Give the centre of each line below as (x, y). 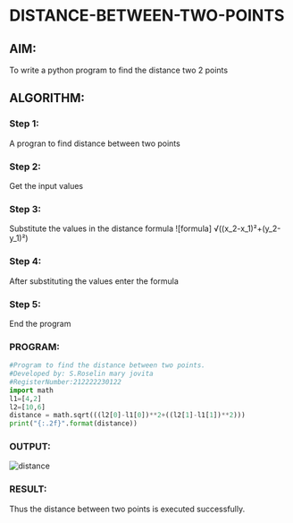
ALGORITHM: (47, 98)
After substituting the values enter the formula (94, 281)
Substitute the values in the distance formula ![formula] (111, 228)
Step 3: (25, 209)
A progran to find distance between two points (95, 143)
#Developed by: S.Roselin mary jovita (81, 374)
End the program (40, 323)
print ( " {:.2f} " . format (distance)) (74, 424)
